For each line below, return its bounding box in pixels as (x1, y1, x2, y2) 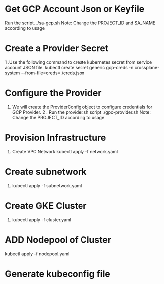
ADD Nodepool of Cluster (5, 234, 112, 245)
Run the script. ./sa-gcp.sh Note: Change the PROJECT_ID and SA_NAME (5, 20, 156, 26)
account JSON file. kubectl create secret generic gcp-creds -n (5, 64, 134, 70)
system (5, 70, 20, 76)
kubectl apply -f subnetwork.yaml (12, 182, 82, 188)
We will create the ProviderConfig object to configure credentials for (12, 104, 153, 110)
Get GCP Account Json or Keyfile (5, 3, 145, 15)
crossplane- (134, 64, 160, 70)
